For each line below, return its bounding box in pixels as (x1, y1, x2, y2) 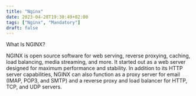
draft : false (6, 25, 38, 31)
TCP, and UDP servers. (6, 83, 62, 91)
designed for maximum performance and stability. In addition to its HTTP (6, 65, 183, 72)
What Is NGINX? (6, 41, 45, 48)
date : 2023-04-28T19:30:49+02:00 (6, 14, 89, 20)
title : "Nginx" (6, 8, 44, 15)
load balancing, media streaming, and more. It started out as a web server (6, 59, 186, 66)
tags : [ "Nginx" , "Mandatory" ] (6, 19, 81, 25)
